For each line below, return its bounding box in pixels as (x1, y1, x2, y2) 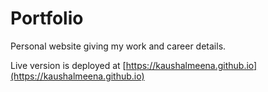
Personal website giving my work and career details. (10, 40, 227, 52)
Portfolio (10, 7, 84, 30)
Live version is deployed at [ (10, 59, 127, 71)
